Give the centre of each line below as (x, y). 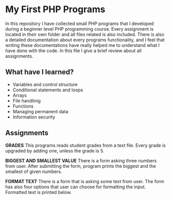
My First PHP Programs (55, 9)
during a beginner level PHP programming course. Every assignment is (79, 29)
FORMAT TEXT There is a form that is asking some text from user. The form (85, 181)
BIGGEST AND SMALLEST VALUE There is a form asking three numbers (81, 160)
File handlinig (26, 101)
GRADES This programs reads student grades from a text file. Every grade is (85, 145)
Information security (34, 117)
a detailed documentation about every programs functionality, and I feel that (85, 40)
